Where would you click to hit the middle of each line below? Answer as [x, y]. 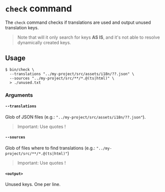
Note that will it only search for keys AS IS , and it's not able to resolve [88, 37]
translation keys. [22, 27]
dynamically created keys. [44, 42]
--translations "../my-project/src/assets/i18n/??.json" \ [72, 74]
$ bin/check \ [20, 69]
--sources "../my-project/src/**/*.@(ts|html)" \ [62, 78]
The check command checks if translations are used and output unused [78, 22]
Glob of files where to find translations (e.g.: [50, 148]
